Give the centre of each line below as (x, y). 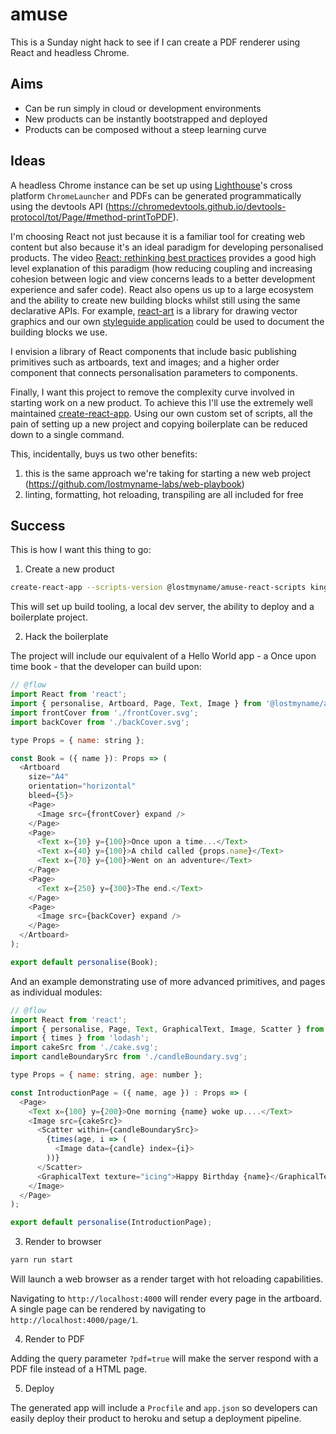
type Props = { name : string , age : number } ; (106, 1075)
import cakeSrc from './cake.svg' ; (84, 1048)
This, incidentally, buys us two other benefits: (104, 454)
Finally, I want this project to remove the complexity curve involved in (152, 392)
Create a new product (69, 569)
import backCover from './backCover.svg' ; (100, 722)
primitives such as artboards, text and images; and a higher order (145, 362)
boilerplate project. (49, 617)
